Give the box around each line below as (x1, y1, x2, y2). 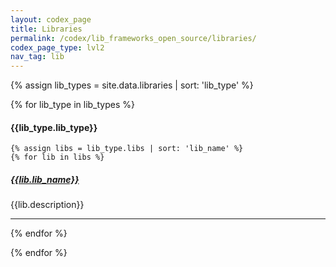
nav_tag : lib (10, 52, 65, 62)
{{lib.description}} (10, 199, 85, 211)
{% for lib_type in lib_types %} (10, 99, 135, 111)
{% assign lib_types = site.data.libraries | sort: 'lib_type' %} (10, 79, 254, 91)
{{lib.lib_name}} (10, 173, 80, 185)
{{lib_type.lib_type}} (10, 121, 98, 133)
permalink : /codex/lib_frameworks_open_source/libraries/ (10, 33, 257, 43)
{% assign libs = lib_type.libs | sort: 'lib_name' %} (10, 144, 244, 154)
